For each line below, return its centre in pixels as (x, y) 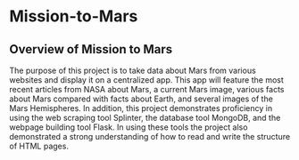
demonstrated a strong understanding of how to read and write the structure (150, 136)
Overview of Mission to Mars (91, 49)
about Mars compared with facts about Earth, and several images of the (141, 99)
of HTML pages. (39, 146)
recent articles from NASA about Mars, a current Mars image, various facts (147, 89)
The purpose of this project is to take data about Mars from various (133, 70)
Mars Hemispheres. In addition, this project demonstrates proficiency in (141, 108)
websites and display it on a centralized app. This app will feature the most (146, 80)
